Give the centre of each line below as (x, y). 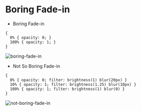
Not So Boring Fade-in (36, 66)
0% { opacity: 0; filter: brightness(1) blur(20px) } (68, 80)
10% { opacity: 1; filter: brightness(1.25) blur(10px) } (73, 84)
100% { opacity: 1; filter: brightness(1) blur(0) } (67, 89)
